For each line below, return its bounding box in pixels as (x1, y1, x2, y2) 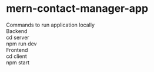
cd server (6, 34, 29, 41)
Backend (6, 27, 28, 34)
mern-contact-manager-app (6, 2, 149, 15)
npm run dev (6, 40, 37, 47)
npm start (6, 58, 30, 66)
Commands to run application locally (6, 21, 95, 28)
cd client (6, 53, 28, 60)
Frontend (6, 46, 28, 53)
